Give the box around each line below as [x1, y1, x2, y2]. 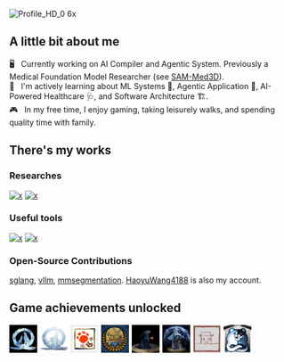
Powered [9, 90, 43, 102]
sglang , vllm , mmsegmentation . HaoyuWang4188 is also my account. [9, 275, 262, 285]
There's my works [9, 143, 112, 158]
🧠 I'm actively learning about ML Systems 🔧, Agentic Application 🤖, [9, 80, 259, 91]
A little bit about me [9, 34, 120, 49]
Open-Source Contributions [9, 254, 133, 267]
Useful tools [9, 212, 63, 225]
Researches [9, 169, 62, 182]
